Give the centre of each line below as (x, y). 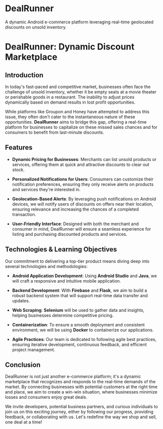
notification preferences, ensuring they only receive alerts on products (83, 184)
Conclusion (23, 365)
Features (19, 148)
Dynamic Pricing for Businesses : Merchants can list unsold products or (84, 159)
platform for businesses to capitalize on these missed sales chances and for (81, 127)
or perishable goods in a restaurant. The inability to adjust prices (70, 97)
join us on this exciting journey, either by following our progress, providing (79, 412)
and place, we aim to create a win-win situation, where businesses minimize (81, 392)
